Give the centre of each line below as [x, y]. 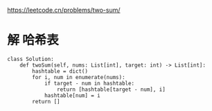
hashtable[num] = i [72, 95]
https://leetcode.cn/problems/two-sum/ [64, 10]
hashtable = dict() [60, 71]
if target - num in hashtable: [89, 83]
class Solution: [30, 59]
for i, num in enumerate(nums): [79, 77]
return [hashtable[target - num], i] [111, 89]
